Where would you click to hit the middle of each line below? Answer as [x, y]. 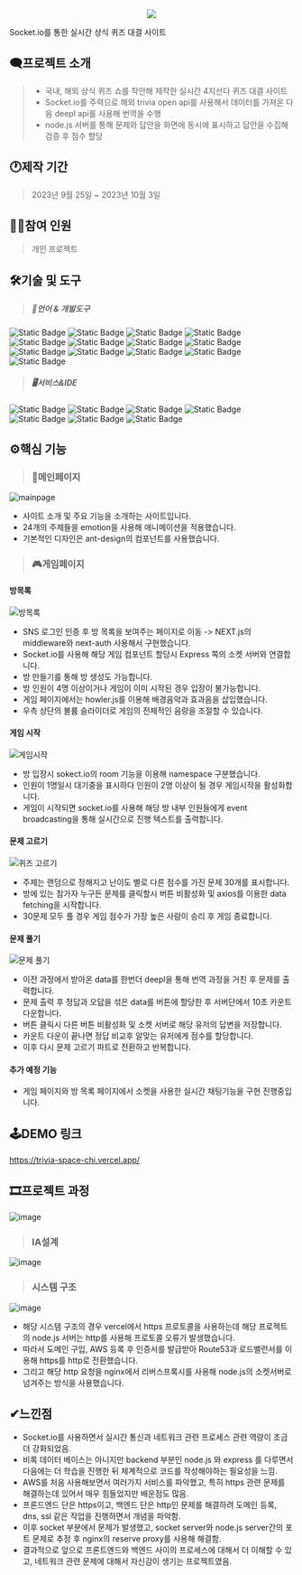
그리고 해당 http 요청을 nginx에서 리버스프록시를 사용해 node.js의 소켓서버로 [157, 1371]
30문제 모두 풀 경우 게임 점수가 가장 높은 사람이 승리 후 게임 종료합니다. [147, 916]
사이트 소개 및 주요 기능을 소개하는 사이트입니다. [106, 516]
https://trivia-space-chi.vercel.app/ [75, 1160]
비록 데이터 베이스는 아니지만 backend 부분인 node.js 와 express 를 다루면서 [158, 1460]
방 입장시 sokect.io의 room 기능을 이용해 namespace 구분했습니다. [141, 774]
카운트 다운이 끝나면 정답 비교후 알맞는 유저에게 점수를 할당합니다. [138, 1036]
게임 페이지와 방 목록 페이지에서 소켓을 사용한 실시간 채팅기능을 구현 [142, 1091]
